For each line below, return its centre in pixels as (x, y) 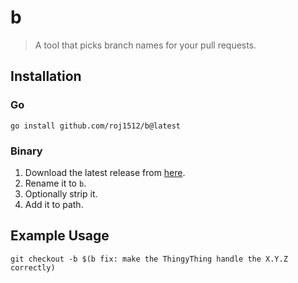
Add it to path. (54, 204)
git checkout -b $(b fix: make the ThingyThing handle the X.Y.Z (149, 259)
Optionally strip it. (61, 193)
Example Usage (60, 236)
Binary (26, 151)
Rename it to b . (55, 183)
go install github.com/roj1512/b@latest (96, 126)
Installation (46, 76)
